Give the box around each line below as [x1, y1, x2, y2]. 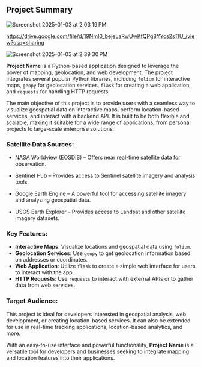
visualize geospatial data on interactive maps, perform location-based [6, 105, 179, 113]
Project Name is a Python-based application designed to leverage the [6, 62, 179, 69]
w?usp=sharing [6, 39, 45, 46]
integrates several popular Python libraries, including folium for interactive [6, 75, 190, 82]
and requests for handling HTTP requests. [6, 87, 110, 95]
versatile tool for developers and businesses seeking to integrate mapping [6, 348, 190, 355]
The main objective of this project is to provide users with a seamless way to [6, 99, 196, 107]
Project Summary [6, 5, 73, 15]
